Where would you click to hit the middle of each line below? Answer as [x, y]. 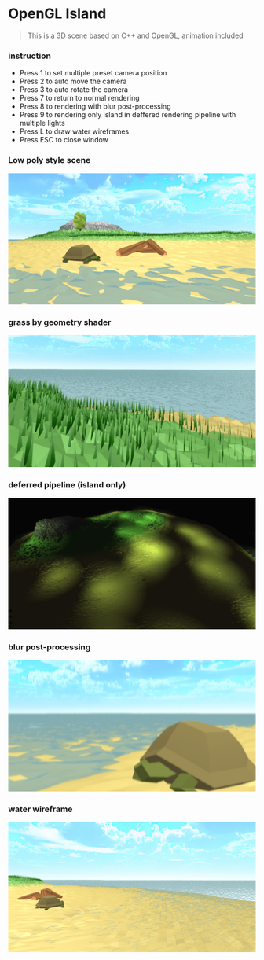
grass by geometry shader [60, 322]
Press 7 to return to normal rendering [79, 98]
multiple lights [42, 123]
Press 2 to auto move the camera [73, 81]
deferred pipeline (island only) [67, 485]
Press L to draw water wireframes [74, 131]
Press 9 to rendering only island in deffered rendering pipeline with [128, 115]
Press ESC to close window [64, 140]
